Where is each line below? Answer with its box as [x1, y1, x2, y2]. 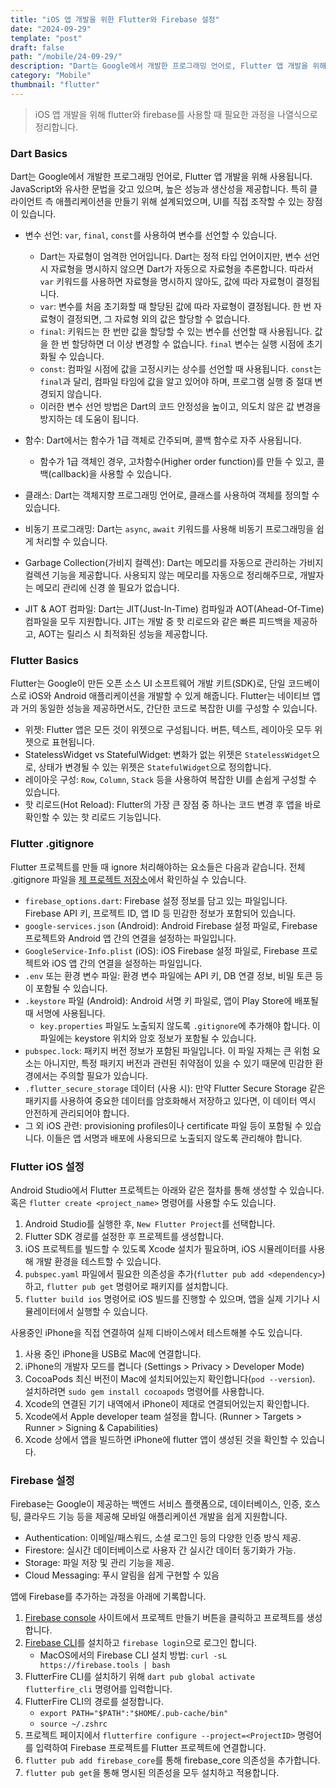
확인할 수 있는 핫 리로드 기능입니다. [24, 811, 162, 823]
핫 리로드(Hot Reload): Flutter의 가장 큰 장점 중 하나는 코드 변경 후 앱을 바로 [24, 799, 322, 811]
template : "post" [10, 33, 83, 43]
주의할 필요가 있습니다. [59, 1069, 148, 1081]
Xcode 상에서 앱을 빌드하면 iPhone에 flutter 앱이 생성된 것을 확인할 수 [24, 1433, 299, 1445]
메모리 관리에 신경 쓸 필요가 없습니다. [35, 582, 180, 594]
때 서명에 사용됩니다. [24, 1007, 106, 1019]
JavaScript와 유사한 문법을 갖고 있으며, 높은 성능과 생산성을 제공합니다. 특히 [10, 183, 308, 195]
